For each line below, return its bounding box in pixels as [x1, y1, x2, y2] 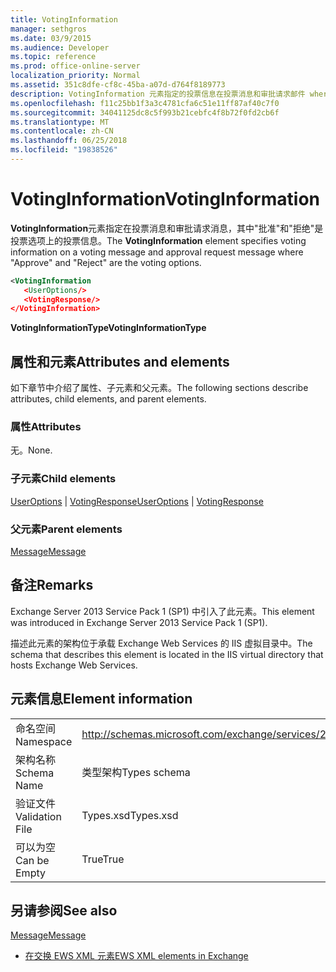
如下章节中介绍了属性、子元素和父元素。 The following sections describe [10, 382, 309, 394]
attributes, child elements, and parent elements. [10, 393, 207, 405]
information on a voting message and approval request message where [10, 246, 304, 258]
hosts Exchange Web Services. [10, 659, 138, 671]
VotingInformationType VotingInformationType [10, 322, 207, 334]
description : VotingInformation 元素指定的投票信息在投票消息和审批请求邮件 [10, 89, 306, 99]
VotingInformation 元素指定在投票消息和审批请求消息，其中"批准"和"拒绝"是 [10, 222, 324, 234]
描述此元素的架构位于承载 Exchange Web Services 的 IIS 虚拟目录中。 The [10, 637, 313, 649]
